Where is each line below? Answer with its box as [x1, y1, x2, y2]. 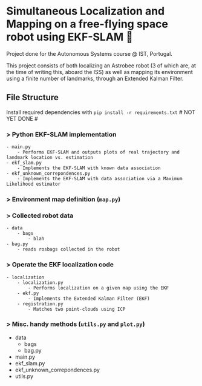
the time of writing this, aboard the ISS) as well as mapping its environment [6, 68, 194, 75]
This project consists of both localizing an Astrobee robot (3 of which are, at [6, 62, 197, 69]
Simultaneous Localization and [6, 4, 165, 18]
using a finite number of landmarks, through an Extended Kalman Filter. [6, 75, 184, 82]
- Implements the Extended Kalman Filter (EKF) [28, 296, 150, 302]
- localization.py [17, 279, 64, 286]
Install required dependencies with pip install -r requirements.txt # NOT [6, 108, 195, 116]
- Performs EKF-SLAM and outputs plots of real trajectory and [17, 149, 180, 155]
